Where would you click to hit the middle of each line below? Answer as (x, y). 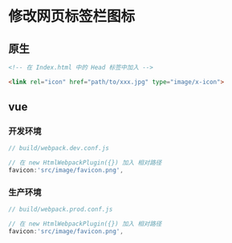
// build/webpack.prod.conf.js (61, 209)
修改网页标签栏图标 (72, 16)
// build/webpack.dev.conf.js (59, 148)
